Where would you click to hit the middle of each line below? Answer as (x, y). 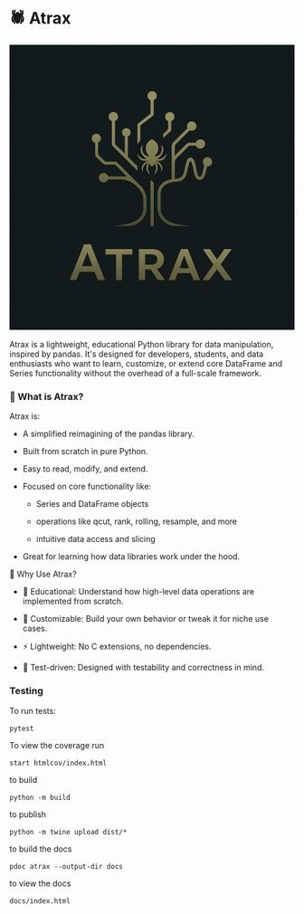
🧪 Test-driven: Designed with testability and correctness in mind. (143, 668)
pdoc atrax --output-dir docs (66, 866)
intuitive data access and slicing (95, 539)
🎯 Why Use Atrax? (43, 574)
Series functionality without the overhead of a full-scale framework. (136, 373)
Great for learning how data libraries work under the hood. (131, 557)
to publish (28, 814)
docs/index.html (40, 901)
